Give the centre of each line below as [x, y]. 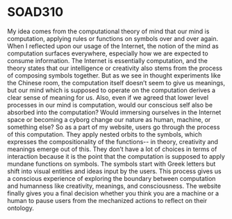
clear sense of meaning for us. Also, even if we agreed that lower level [108, 97]
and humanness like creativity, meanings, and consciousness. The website [114, 186]
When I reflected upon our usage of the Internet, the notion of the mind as [113, 46]
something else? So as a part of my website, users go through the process [114, 127]
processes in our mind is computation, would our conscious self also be [110, 105]
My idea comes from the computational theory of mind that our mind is [108, 31]
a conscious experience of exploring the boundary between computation [111, 178]
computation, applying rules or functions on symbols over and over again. [113, 38]
